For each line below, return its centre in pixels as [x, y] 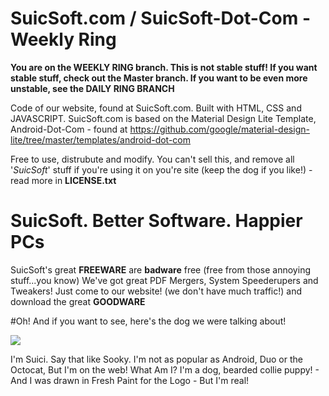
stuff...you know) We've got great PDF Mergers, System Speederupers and [164, 280]
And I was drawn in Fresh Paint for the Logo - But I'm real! [130, 380]
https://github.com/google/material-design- [219, 129]
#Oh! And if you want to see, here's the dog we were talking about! [148, 321]
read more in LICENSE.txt [63, 180]
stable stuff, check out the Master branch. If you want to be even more [159, 78]
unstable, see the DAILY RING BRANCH [92, 88]
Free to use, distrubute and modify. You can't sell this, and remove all [152, 159]
